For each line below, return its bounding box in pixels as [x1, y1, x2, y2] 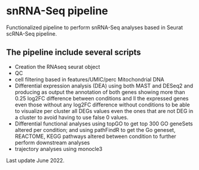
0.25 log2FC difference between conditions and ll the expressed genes [14, 95, 189, 102]
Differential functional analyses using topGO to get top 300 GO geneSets [14, 120, 193, 127]
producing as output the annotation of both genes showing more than [14, 88, 185, 96]
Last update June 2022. [6, 156, 65, 164]
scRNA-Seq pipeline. [6, 30, 58, 37]
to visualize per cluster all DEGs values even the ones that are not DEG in [14, 107, 194, 114]
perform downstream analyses [14, 138, 90, 146]
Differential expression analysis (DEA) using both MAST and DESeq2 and [14, 82, 194, 89]
